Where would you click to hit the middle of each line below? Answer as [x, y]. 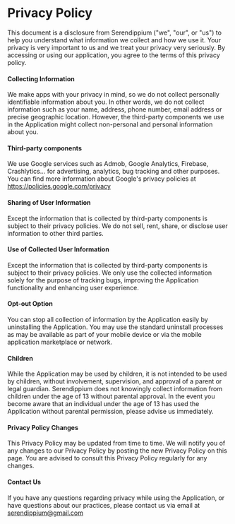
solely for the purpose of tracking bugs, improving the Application [103, 280]
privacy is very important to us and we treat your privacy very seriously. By [116, 47]
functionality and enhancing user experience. [73, 287]
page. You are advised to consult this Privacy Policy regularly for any [107, 458]
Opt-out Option [30, 304]
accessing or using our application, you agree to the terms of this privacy [114, 55]
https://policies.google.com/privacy [59, 186]
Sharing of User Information [49, 202]
